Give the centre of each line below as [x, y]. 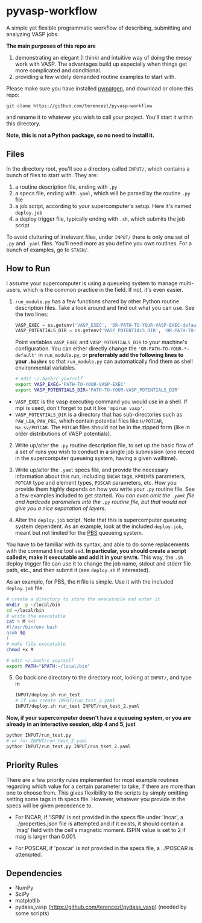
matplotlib [27, 901]
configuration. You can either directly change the [76, 348]
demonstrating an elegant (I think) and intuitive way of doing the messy [103, 57]
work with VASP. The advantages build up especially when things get [101, 64]
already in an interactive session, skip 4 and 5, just [71, 724]
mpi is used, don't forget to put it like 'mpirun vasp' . [80, 408]
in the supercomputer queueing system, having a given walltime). [96, 458]
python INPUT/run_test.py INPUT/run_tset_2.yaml [68, 746]
